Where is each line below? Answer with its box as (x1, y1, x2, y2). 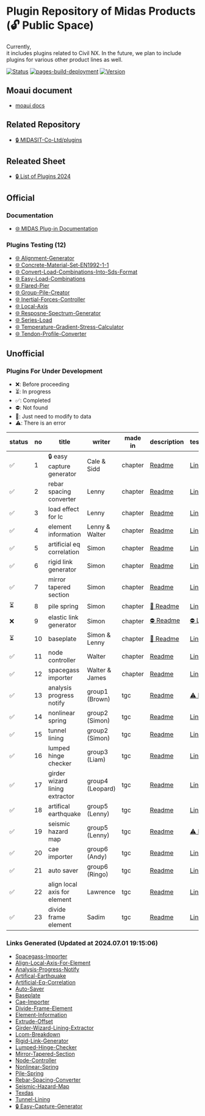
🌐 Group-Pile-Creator (15, 289, 70, 296)
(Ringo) (87, 870, 109, 879)
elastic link (48, 613, 79, 622)
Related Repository (6, 119, 81, 130)
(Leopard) (87, 784, 116, 793)
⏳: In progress (15, 388, 51, 395)
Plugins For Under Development (6, 366, 103, 375)
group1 (87, 687, 109, 696)
